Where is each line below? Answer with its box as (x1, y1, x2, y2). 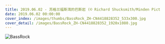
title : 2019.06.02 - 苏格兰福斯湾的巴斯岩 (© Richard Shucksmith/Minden (5, 7, 150, 12)
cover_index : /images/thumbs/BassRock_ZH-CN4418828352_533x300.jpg (5, 16, 146, 21)
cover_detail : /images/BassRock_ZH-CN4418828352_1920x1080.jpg (5, 20, 137, 26)
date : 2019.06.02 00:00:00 (5, 12, 60, 16)
